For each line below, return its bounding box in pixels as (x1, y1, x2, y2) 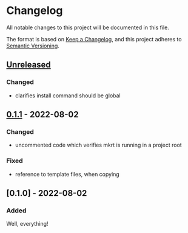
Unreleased (6, 60, 52, 70)
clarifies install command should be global (15, 92, 121, 99)
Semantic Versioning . (6, 42, 59, 49)
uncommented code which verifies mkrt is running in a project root (15, 141, 182, 149)
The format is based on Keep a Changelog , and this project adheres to (6, 35, 182, 43)
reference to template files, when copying (15, 170, 119, 178)
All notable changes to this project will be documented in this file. (6, 24, 170, 31)
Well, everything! (6, 220, 49, 228)
